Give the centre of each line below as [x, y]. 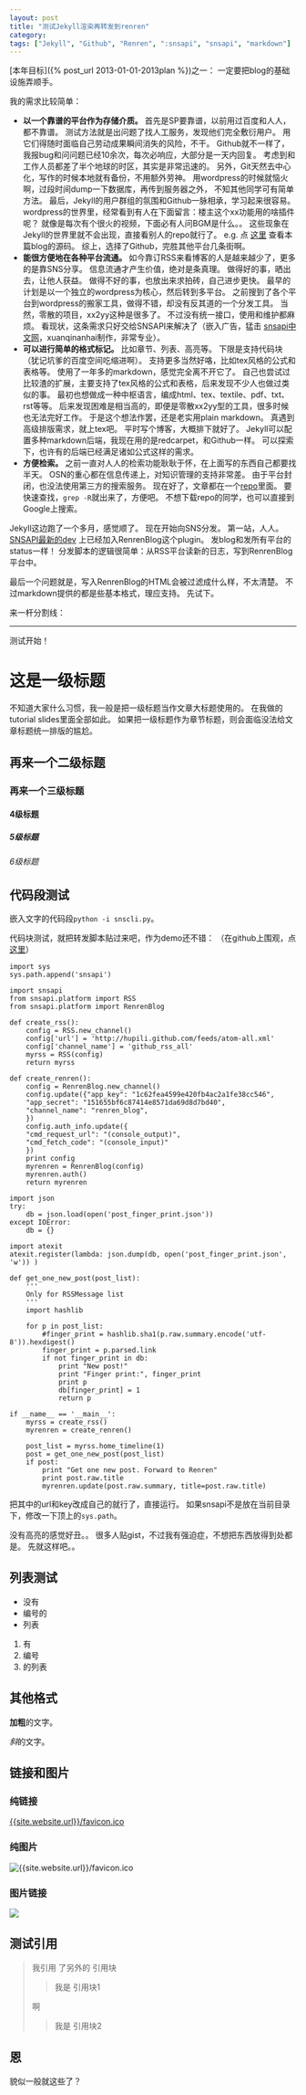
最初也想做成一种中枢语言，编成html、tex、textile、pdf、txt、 [173, 395]
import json [32, 1199]
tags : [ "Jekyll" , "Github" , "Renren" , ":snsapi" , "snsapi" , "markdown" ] [150, 43]
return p [75, 1398]
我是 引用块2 [78, 2026]
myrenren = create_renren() [79, 1430]
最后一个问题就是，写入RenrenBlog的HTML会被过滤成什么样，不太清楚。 [147, 582]
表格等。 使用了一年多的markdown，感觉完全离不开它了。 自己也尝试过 [157, 372]
